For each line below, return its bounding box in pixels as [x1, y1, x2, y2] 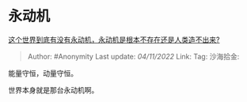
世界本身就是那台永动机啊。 [8, 85, 99, 95]
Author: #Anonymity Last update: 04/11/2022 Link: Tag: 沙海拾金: [27, 51, 240, 61]
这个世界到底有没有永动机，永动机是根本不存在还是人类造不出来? [8, 35, 220, 44]
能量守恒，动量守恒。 [8, 68, 78, 77]
